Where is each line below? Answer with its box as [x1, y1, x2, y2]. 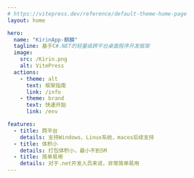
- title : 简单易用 [13, 153, 63, 160]
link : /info [25, 89, 61, 96]
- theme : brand [20, 95, 65, 102]
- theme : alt [20, 75, 58, 82]
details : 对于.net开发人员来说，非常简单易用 [20, 160, 140, 167]
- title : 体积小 [13, 140, 58, 148]
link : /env [25, 108, 58, 115]
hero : [7, 30, 23, 37]
